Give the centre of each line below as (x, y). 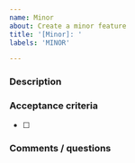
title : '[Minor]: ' (46, 34)
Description (36, 81)
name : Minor (31, 17)
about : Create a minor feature (68, 26)
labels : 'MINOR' (40, 43)
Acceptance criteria (54, 106)
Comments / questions (60, 149)
